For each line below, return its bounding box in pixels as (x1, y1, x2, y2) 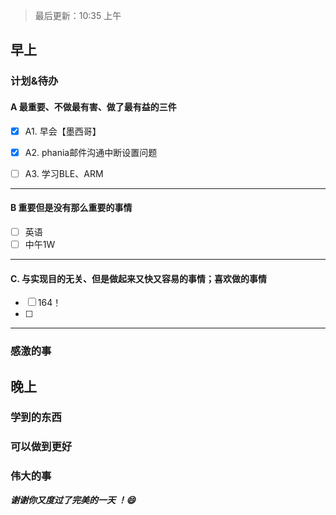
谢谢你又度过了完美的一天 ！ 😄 (10, 494, 136, 506)
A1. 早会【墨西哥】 (24, 125, 102, 137)
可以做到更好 (10, 440, 73, 454)
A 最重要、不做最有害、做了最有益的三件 (10, 100, 177, 113)
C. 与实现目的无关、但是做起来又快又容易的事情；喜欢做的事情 (10, 272, 267, 284)
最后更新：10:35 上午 (34, 10, 122, 21)
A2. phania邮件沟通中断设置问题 (24, 146, 158, 158)
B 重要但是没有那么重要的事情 (10, 202, 133, 214)
